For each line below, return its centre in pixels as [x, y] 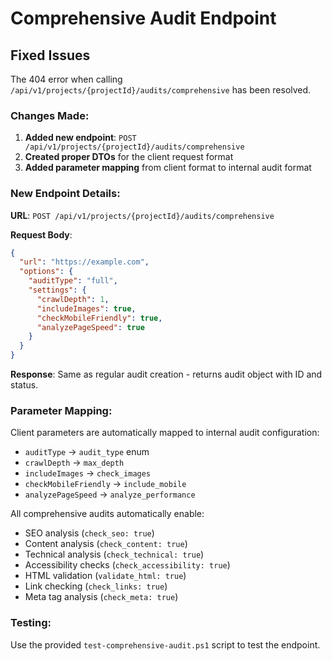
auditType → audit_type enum [87, 452]
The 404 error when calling [66, 79]
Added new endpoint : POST [80, 138]
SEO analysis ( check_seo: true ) [89, 533]
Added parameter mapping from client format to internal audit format [168, 168]
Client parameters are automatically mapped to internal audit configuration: [165, 433]
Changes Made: [50, 115]
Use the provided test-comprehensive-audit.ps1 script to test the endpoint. [165, 644]
